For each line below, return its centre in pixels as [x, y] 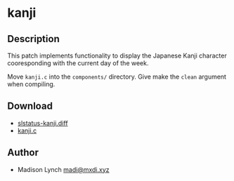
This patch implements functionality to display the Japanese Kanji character [117, 55]
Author [23, 153]
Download [30, 106]
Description [33, 39]
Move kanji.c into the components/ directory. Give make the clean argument [117, 76]
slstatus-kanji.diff [43, 123]
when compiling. [31, 84]
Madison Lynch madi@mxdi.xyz [64, 169]
